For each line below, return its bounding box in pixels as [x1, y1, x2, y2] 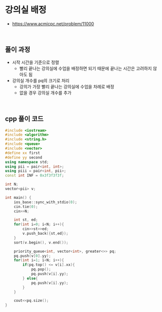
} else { [22, 276, 38, 281]
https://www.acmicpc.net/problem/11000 [12, 20, 94, 27]
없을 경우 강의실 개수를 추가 [19, 89, 72, 95]
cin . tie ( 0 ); [14, 204, 38, 209]
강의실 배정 [5, 4, 47, 16]
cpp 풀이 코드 [5, 115, 44, 123]
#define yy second [5, 155, 42, 160]
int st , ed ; [14, 217, 38, 223]
